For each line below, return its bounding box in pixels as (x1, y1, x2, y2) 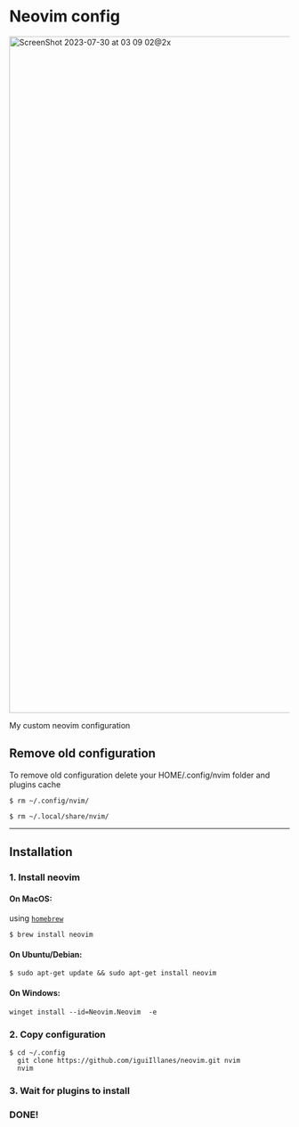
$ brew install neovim (9, 930, 93, 940)
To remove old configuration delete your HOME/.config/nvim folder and (9, 769, 271, 780)
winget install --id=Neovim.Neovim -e (9, 1008, 158, 1016)
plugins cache (9, 778, 61, 790)
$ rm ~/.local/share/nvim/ (9, 811, 109, 821)
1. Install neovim (9, 871, 80, 884)
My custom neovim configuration (9, 720, 131, 730)
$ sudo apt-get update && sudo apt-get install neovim (9, 969, 217, 978)
